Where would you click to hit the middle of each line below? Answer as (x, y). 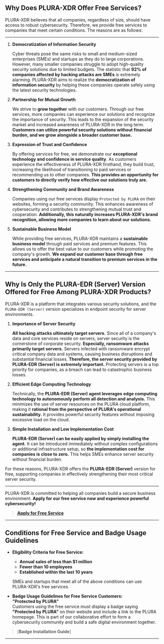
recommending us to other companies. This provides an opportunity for (85, 174)
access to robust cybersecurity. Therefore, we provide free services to (76, 25)
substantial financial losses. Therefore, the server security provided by (85, 359)
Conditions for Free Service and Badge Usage (76, 533)
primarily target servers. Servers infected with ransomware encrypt (81, 348)
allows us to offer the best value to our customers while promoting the (83, 249)
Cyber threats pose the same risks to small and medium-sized (75, 54)
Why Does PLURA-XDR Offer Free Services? (73, 8)
